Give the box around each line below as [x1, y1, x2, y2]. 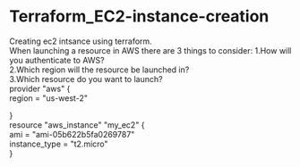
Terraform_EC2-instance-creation [9, 6, 270, 27]
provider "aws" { [9, 83, 71, 94]
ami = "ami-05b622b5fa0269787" [9, 129, 135, 139]
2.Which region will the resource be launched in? [9, 64, 190, 75]
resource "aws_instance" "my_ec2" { [9, 119, 145, 130]
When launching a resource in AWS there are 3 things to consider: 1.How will [9, 45, 292, 55]
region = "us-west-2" [9, 92, 88, 104]
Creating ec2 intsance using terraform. [9, 36, 152, 46]
